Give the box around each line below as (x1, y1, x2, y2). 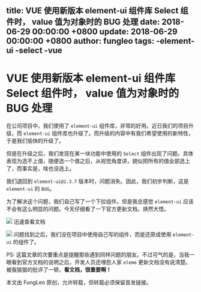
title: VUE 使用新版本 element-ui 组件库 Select (6, 5, 179, 16)
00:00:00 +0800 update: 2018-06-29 (32, 26, 178, 37)
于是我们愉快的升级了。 (6, 137, 64, 145)
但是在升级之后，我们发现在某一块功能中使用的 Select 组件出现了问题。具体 (6, 150, 194, 157)
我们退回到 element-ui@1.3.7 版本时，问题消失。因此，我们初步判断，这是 (6, 177, 189, 185)
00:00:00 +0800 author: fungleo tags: (6, 36, 155, 46)
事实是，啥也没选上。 (22, 165, 75, 172)
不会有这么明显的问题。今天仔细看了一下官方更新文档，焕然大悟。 (6, 206, 169, 213)
